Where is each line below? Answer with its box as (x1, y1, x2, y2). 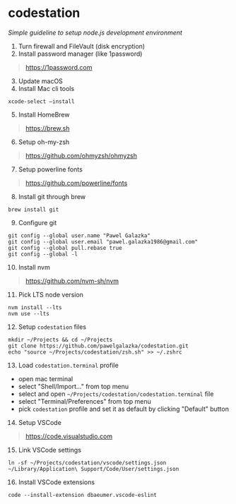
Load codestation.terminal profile (18, 361, 119, 369)
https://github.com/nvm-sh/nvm (25, 277, 119, 285)
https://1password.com (25, 63, 93, 71)
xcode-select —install (8, 97, 75, 105)
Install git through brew (18, 192, 86, 200)
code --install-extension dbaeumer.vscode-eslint (8, 491, 158, 498)
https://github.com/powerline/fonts (25, 179, 128, 187)
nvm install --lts (8, 304, 62, 311)
